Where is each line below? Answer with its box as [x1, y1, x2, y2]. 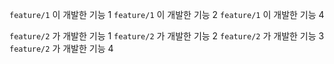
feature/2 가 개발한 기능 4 [9, 43, 114, 54]
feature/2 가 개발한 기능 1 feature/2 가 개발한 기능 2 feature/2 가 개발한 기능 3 [9, 30, 325, 42]
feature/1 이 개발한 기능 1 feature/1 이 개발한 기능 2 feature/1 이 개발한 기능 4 [9, 9, 325, 20]
